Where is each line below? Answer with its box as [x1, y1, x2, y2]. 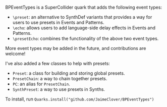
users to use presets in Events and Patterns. [12, 20, 104, 25]
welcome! [5, 50, 26, 57]
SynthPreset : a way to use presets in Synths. [12, 86, 105, 92]
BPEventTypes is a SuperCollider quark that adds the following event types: [5, 5, 162, 10]
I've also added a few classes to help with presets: [5, 61, 110, 66]
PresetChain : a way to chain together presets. [12, 76, 107, 81]
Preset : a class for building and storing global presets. [12, 70, 125, 76]
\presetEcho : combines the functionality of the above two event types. [12, 35, 159, 41]
